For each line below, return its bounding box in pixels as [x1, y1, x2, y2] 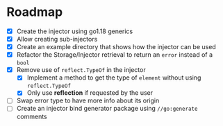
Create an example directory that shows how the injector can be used [16, 43, 216, 51]
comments [16, 112, 47, 120]
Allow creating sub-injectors [16, 35, 98, 43]
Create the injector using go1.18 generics [16, 27, 133, 35]
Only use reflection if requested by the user [26, 89, 154, 97]
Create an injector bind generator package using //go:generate [16, 105, 198, 113]
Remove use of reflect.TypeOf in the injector [16, 66, 147, 74]
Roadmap [6, 4, 63, 20]
